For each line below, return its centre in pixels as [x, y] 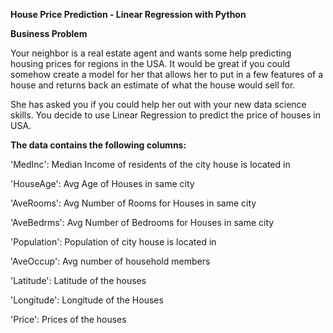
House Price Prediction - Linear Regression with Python [128, 14]
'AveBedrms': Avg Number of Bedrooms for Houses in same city [142, 222]
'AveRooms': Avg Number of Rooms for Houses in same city [133, 203]
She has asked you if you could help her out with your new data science [158, 104]
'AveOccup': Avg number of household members [110, 261]
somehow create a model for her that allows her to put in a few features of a [167, 74]
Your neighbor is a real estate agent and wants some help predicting [151, 53]
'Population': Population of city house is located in [113, 242]
